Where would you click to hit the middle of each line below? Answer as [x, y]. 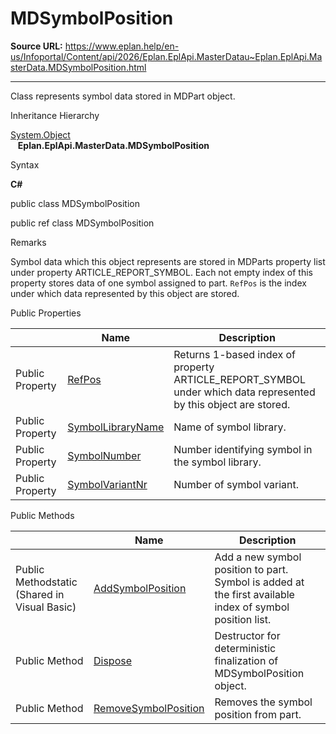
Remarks [28, 242]
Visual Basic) [46, 607]
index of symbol [252, 607]
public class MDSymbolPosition [75, 203]
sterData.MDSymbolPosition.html [78, 67]
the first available [254, 594]
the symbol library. [217, 462]
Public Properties [46, 313]
